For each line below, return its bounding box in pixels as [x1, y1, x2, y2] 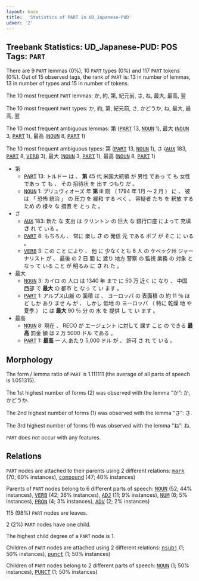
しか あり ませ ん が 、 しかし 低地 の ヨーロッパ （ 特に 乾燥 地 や [30, 300, 192, 307]
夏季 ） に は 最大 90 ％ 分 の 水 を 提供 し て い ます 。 [23, 307, 159, 314]
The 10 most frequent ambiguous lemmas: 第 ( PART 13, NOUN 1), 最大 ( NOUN [6, 125, 189, 132]
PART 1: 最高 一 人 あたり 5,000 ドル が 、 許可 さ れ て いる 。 [23, 337, 176, 344]
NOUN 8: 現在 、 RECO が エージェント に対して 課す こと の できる [23, 322, 186, 329]
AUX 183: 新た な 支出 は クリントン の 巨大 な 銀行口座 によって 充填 [23, 217, 192, 225]
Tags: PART [6, 51, 46, 62]
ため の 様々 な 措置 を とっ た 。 [23, 202, 104, 210]
